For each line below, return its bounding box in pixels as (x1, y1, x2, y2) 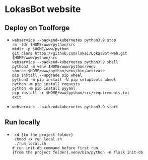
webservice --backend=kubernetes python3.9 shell (12, 60, 119, 65)
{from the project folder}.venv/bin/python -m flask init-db (12, 149, 143, 155)
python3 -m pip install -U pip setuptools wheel (12, 77, 116, 82)
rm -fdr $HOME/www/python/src (12, 42, 76, 47)
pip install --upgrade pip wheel (12, 73, 83, 78)
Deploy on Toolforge (5, 24, 70, 32)
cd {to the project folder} (14, 132, 73, 137)
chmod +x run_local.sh (14, 136, 62, 141)
